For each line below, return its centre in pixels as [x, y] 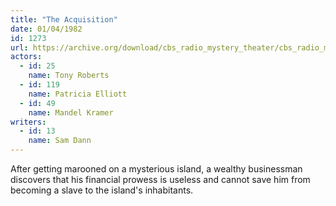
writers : [28, 122]
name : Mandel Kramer [71, 112]
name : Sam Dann [60, 141]
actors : [26, 57]
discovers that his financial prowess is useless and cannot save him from [160, 179]
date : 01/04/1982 [46, 29]
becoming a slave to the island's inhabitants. [102, 190]
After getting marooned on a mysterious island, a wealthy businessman [156, 169]
